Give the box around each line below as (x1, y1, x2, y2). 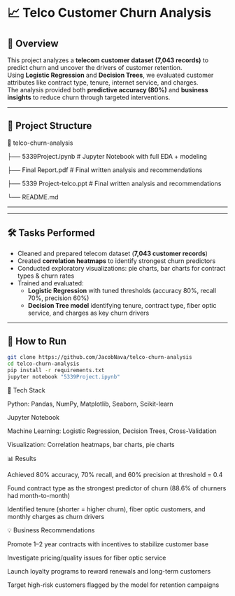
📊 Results (7, 454, 37, 462)
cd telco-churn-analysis (7, 360, 80, 367)
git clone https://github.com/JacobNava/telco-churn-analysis (7, 354, 192, 361)
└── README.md (7, 192, 59, 201)
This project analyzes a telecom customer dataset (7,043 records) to (7, 56, 208, 64)
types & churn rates (17, 271, 75, 280)
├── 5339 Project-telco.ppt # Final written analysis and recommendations (7, 179, 222, 187)
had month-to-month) (7, 491, 71, 499)
